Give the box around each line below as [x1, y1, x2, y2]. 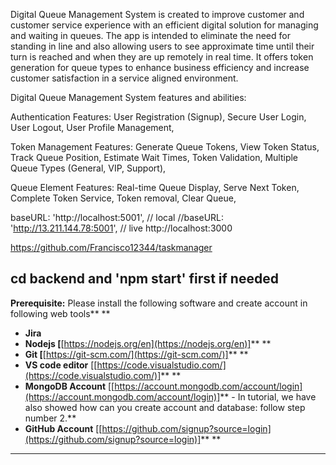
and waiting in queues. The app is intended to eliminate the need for [10, 30, 291, 41]
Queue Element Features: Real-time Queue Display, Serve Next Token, [10, 182, 300, 193]
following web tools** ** [10, 307, 111, 319]
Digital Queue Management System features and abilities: [10, 92, 247, 103]
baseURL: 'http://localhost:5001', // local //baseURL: [10, 212, 225, 223]
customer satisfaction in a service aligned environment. [10, 72, 239, 84]
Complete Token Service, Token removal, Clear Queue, [10, 192, 237, 204]
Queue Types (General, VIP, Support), [10, 162, 167, 174]
